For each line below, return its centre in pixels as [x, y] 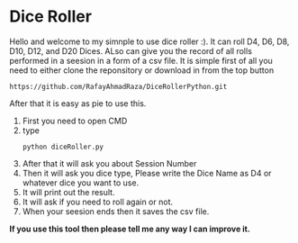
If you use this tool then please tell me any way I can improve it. [130, 229]
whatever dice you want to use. [81, 183]
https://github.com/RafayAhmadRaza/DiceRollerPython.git [118, 86]
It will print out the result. [68, 192]
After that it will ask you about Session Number [109, 163]
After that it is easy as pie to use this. [78, 103]
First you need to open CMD [75, 121]
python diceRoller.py [63, 147]
